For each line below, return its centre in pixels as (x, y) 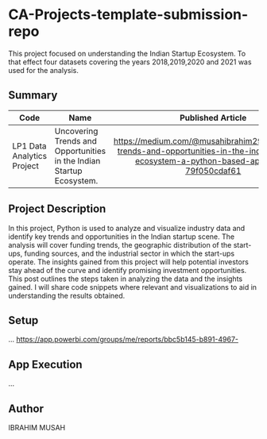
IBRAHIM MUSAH (37, 427)
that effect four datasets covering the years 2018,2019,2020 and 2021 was (130, 62)
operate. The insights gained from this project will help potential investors (128, 262)
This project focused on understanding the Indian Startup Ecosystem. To (127, 53)
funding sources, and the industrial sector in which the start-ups (130, 253)
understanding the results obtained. (67, 295)
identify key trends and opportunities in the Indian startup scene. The (122, 237)
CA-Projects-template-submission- (128, 15)
